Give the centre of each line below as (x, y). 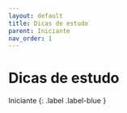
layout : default (36, 16)
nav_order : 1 (30, 38)
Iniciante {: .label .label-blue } (57, 101)
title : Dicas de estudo (49, 23)
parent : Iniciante (39, 31)
